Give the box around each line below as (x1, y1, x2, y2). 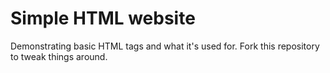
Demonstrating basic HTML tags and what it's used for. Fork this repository (10, 40, 320, 52)
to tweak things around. (10, 50, 108, 62)
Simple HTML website (10, 7, 196, 30)
